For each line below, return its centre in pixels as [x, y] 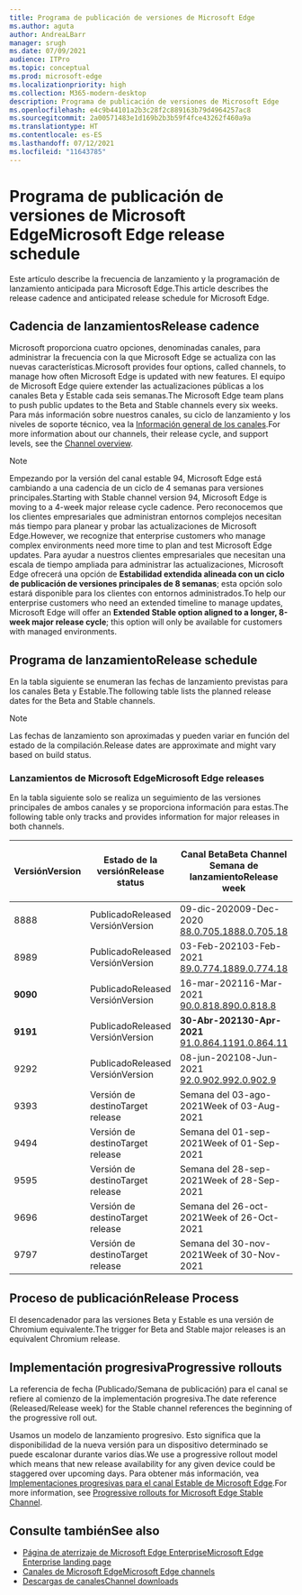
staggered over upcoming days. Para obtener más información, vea [134, 1473]
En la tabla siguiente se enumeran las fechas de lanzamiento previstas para [149, 682]
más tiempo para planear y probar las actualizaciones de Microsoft [133, 526]
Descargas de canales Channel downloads [100, 1581]
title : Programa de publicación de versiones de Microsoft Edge [132, 18]
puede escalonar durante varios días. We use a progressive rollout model [144, 1454]
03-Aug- [261, 1107]
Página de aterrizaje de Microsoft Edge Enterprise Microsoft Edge [142, 1552]
